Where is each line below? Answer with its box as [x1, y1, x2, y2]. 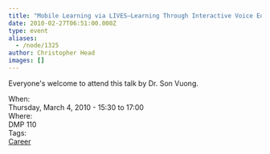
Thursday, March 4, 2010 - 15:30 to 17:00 [8, 102, 145, 112]
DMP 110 [8, 120, 37, 129]
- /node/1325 [15, 42, 59, 50]
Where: [8, 111, 33, 120]
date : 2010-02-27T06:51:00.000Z [8, 19, 117, 27]
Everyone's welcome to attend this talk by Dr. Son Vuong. [8, 78, 198, 88]
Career [8, 136, 31, 146]
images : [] [8, 57, 45, 65]
